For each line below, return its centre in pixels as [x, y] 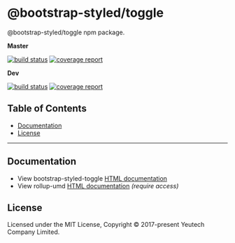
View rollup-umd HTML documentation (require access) [98, 186]
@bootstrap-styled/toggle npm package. [66, 32]
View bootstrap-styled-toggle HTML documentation [92, 178]
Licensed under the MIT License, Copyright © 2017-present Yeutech [106, 225]
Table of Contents [47, 109]
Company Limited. [34, 232]
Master [18, 46]
